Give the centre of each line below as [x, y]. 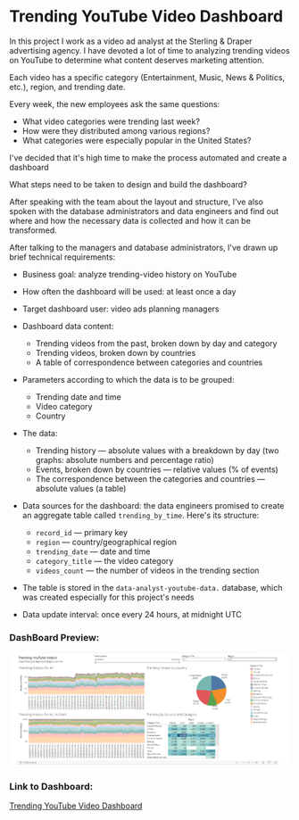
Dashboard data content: [68, 326]
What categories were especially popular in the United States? [137, 140]
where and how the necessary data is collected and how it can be [130, 220]
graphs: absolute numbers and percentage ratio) [125, 460]
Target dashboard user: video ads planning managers [120, 309]
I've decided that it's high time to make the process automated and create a [148, 157]
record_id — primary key [81, 532]
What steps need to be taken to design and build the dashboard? [128, 184]
